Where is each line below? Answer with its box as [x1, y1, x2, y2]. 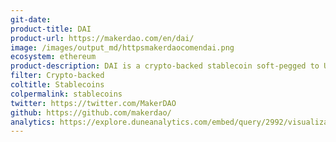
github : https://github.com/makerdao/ [10, 107, 172, 118]
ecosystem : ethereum [10, 52, 97, 62]
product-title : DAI [10, 24, 92, 34]
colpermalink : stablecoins [10, 89, 123, 99]
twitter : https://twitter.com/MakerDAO [10, 98, 177, 108]
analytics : [10, 117, 56, 127]
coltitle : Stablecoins [10, 80, 105, 90]
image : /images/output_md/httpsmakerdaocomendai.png [10, 42, 235, 53]
